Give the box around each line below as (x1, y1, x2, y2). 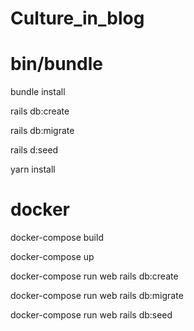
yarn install (10, 163, 56, 176)
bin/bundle (10, 53, 103, 76)
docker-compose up (10, 251, 95, 263)
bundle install (10, 86, 66, 98)
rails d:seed (10, 144, 59, 156)
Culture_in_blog (10, 7, 145, 30)
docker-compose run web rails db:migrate (10, 290, 184, 302)
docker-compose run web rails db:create (10, 270, 179, 282)
